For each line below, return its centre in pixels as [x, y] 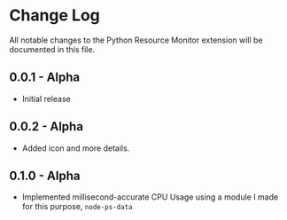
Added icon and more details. [76, 148]
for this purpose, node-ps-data [77, 207]
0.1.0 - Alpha [45, 175]
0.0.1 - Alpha [45, 78]
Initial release [46, 98]
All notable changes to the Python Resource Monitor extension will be [136, 40]
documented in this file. [52, 49]
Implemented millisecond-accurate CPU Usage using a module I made [150, 197]
